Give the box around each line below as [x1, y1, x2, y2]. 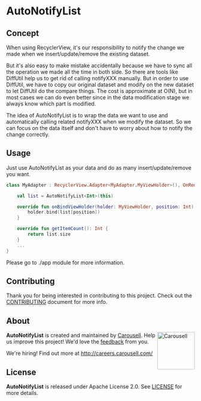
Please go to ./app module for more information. [6, 259, 124, 266]
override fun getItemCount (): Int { [17, 226, 109, 232]
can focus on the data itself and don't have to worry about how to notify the [6, 125, 193, 131]
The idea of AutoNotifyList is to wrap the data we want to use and [6, 112, 169, 119]
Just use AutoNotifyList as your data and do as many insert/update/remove [6, 164, 191, 171]
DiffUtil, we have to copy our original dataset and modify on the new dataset [6, 81, 194, 88]
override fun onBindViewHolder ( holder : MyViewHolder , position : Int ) [17, 204, 194, 210]
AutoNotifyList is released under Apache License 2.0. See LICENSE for [6, 383, 182, 390]
